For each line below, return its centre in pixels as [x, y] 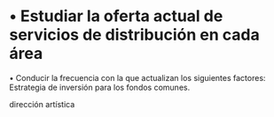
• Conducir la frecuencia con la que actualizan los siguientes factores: [137, 77]
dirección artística [42, 104]
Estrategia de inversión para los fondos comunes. [100, 87]
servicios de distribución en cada [134, 35]
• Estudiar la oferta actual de [116, 16]
